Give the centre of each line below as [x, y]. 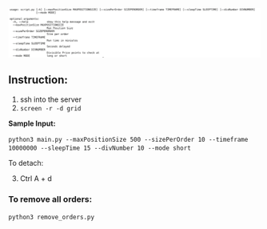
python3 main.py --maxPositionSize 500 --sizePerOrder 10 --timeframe [128, 139]
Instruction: [38, 80]
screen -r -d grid [50, 108]
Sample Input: [32, 123]
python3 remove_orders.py [51, 217]
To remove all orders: [50, 199]
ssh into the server [51, 99]
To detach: [26, 163]
